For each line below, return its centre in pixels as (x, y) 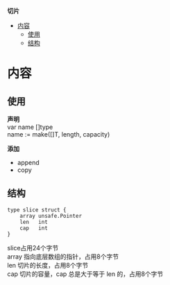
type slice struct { (37, 210)
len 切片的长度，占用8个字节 (48, 265)
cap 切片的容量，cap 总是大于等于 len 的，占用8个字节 (85, 274)
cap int (34, 228)
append (28, 163)
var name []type (30, 127)
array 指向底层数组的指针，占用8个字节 (63, 257)
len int (34, 222)
